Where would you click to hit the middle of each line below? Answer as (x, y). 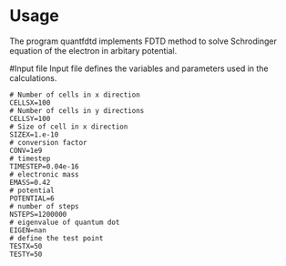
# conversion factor (49, 142)
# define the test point (56, 238)
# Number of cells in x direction (75, 95)
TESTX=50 (26, 246)
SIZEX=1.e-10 (34, 134)
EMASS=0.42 (30, 182)
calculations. (33, 77)
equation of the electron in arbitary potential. (93, 50)
